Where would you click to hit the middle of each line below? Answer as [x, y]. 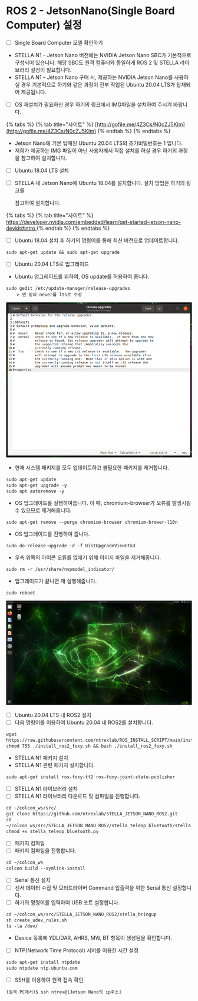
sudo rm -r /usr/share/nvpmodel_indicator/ [60, 569]
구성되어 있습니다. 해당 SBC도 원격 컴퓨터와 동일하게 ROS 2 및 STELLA [97, 62]
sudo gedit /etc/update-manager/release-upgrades [68, 289]
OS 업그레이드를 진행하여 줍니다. [52, 534]
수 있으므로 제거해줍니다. [43, 510]
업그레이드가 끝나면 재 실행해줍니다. [56, 581]
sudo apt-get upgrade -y [37, 485]
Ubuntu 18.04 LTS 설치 [42, 171]
